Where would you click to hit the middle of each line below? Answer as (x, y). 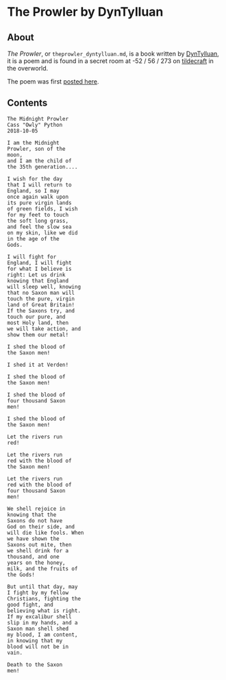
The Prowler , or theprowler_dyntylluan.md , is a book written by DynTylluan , (113, 53)
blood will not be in (38, 646)
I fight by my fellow (38, 593)
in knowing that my (35, 641)
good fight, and (30, 605)
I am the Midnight (33, 143)
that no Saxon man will (41, 293)
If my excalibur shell (39, 617)
